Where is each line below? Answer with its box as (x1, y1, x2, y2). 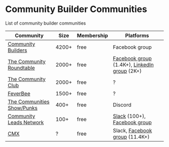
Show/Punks (8, 104, 38, 111)
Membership (77, 32, 108, 39)
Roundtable (8, 64, 35, 71)
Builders (8, 47, 28, 54)
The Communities (8, 98, 50, 105)
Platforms (125, 32, 149, 39)
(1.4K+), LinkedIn (113, 61, 154, 68)
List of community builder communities (5, 20, 87, 26)
